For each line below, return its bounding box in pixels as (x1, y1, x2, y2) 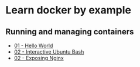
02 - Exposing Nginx (13, 55, 64, 61)
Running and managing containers (5, 27, 134, 37)
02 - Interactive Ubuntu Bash (13, 48, 84, 55)
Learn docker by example (5, 3, 131, 17)
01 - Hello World (13, 42, 53, 49)
